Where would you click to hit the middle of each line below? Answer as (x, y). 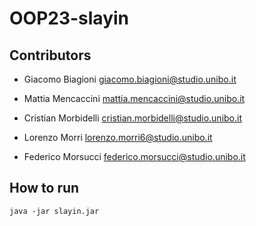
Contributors (50, 55)
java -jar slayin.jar (54, 211)
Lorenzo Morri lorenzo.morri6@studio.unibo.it (118, 137)
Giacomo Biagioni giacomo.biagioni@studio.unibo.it (130, 79)
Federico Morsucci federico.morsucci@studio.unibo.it (134, 156)
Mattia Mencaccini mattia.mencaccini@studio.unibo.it (134, 98)
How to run (44, 188)
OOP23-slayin (69, 18)
